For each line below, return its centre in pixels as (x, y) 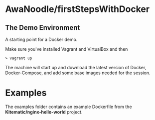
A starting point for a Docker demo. (41, 39)
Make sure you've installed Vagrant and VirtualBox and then (67, 49)
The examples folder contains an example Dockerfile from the (69, 107)
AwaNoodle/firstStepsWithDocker (77, 9)
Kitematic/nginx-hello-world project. (44, 112)
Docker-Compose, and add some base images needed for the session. (78, 73)
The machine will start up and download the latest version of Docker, (76, 67)
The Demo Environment (43, 28)
